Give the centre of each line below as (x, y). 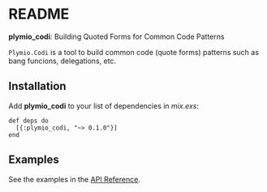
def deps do (28, 121)
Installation (37, 86)
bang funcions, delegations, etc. (62, 61)
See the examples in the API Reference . (74, 179)
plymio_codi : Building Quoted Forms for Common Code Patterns (116, 36)
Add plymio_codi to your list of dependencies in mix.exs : (103, 105)
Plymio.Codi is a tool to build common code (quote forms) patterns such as (134, 52)
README (39, 14)
